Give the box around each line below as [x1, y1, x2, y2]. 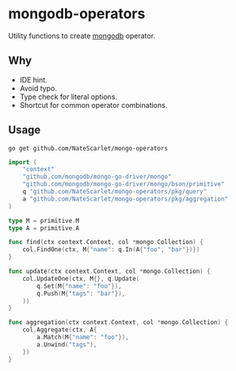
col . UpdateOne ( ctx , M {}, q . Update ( [22, 274, 140, 282]
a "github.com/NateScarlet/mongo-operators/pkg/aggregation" [22, 195, 228, 203]
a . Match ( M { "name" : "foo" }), [36, 334, 129, 342]
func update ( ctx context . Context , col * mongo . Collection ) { [8, 267, 211, 276]
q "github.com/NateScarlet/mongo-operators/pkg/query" [22, 188, 207, 196]
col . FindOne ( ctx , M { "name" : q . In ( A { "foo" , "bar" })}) [22, 246, 200, 254]
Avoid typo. [19, 83, 58, 93]
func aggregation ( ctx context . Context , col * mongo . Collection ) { [8, 319, 228, 327]
